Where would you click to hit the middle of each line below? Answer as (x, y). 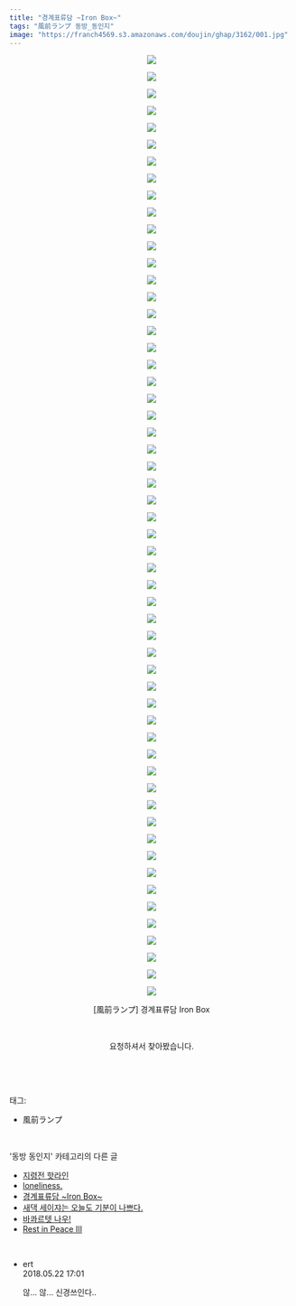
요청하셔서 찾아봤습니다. (152, 1046)
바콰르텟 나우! (47, 1219)
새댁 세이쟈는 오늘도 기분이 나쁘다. (83, 1208)
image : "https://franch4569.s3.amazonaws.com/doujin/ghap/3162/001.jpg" (149, 34)
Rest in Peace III (52, 1229)
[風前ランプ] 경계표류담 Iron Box (152, 1010)
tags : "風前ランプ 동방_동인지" (62, 26)
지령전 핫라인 (46, 1176)
